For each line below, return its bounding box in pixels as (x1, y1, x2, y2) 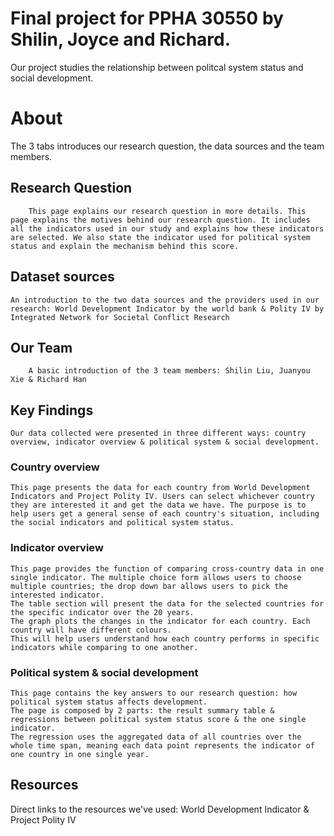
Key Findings (10, 402, 94, 419)
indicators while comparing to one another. (10, 642, 199, 652)
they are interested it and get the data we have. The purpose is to (10, 500, 307, 511)
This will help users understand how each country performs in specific (10, 633, 320, 644)
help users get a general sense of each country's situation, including (10, 509, 320, 519)
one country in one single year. (10, 750, 150, 760)
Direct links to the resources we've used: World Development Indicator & (10, 803, 310, 815)
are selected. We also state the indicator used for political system (10, 232, 311, 242)
